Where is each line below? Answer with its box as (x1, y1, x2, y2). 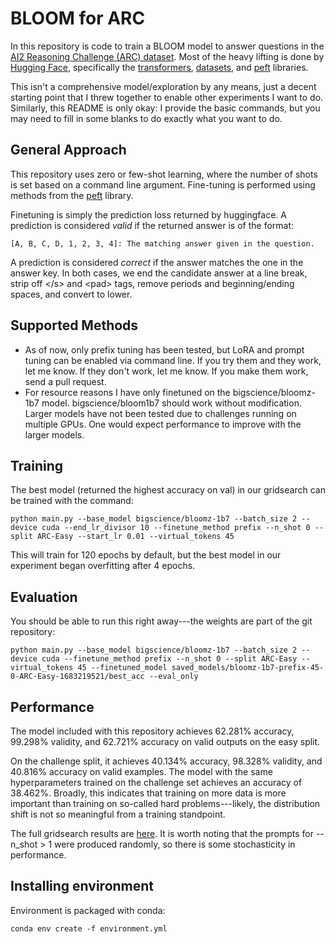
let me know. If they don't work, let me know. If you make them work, (24, 365, 309, 377)
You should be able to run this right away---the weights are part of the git (10, 615, 313, 627)
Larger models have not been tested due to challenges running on (24, 407, 297, 419)
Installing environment (10, 878, 155, 895)
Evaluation (10, 588, 78, 606)
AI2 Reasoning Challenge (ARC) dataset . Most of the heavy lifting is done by (10, 50, 325, 62)
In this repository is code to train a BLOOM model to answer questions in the (10, 40, 325, 52)
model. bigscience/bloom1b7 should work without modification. (41, 397, 302, 409)
